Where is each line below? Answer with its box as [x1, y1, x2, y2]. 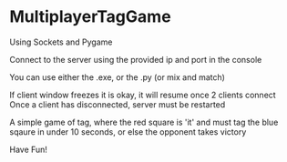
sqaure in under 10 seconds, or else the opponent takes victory [9, 126, 247, 137]
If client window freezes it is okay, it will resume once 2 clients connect [9, 89, 276, 100]
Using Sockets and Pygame [9, 36, 113, 47]
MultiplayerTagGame [9, 6, 171, 27]
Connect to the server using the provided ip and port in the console [9, 54, 262, 65]
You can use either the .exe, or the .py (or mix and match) [9, 71, 226, 83]
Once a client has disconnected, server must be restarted [9, 98, 226, 110]
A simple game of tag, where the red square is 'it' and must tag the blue [9, 116, 279, 127]
